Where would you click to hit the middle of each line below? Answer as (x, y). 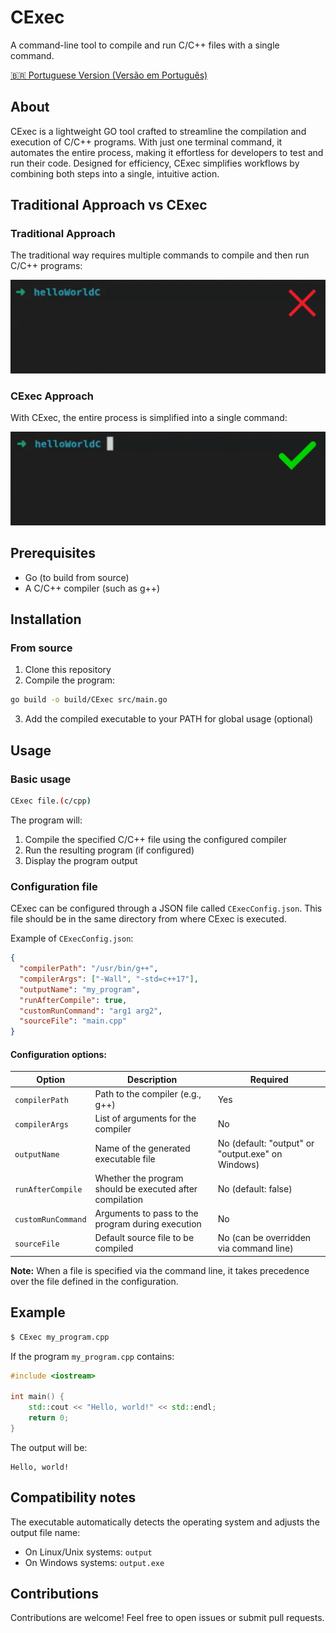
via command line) (255, 1248)
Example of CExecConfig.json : (72, 938)
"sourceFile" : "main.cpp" (73, 1021)
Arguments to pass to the (146, 1213)
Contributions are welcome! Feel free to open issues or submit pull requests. (167, 1618)
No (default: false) (255, 1188)
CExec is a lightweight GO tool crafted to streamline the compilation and (158, 131)
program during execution (148, 1224)
